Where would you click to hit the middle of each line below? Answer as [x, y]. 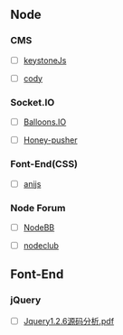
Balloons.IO [45, 122]
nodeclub [41, 245]
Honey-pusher [50, 140]
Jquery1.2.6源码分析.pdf [69, 321]
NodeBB [39, 227]
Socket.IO [33, 102]
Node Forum [38, 208]
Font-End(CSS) [44, 164]
